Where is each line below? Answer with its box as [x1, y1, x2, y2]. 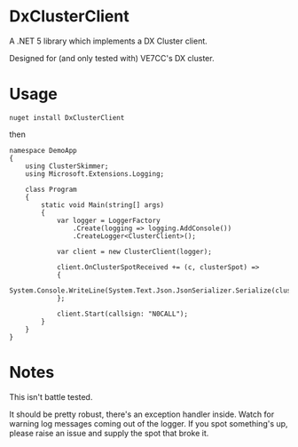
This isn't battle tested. [9, 391, 93, 402]
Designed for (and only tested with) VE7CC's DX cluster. [9, 52, 215, 63]
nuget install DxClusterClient [9, 113, 125, 122]
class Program [25, 185, 77, 194]
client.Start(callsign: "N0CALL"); [56, 309, 189, 318]
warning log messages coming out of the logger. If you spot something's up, [9, 418, 288, 428]
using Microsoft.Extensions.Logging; [25, 169, 165, 179]
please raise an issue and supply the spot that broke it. [9, 427, 209, 438]
